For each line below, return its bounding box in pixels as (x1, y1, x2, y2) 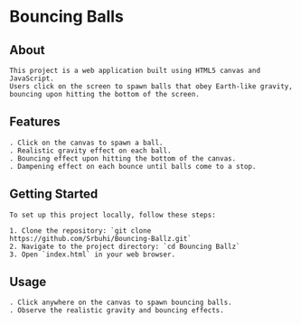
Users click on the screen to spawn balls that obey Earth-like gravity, (9, 82, 294, 91)
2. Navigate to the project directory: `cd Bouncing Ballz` (9, 242, 241, 251)
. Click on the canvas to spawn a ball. (9, 138, 165, 147)
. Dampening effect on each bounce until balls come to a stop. (9, 162, 257, 171)
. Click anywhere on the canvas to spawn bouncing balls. (9, 298, 232, 308)
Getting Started (9, 187, 99, 202)
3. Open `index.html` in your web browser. (9, 250, 176, 259)
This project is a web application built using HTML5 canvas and (9, 66, 260, 75)
